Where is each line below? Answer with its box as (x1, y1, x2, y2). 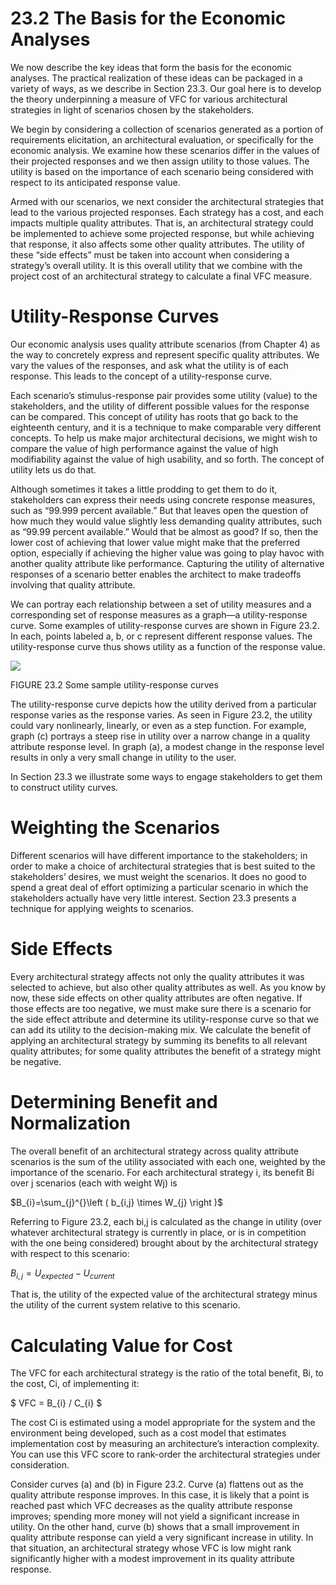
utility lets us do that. (10, 463, 97, 476)
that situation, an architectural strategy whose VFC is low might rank (10, 1542, 292, 1554)
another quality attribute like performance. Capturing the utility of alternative (10, 557, 325, 569)
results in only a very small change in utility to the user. (10, 751, 237, 763)
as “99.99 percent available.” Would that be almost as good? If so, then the (10, 525, 319, 537)
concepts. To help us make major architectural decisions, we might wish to (10, 432, 318, 444)
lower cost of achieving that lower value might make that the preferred (10, 536, 300, 548)
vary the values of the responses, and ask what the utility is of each (10, 359, 289, 371)
